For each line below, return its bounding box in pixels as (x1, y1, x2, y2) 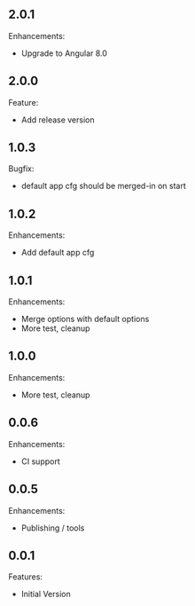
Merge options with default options (20, 314, 150, 325)
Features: (8, 571, 43, 582)
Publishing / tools (20, 523, 85, 533)
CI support (20, 456, 60, 467)
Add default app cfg (20, 248, 95, 258)
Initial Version (20, 589, 72, 600)
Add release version (20, 114, 95, 125)
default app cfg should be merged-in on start (20, 181, 187, 192)
